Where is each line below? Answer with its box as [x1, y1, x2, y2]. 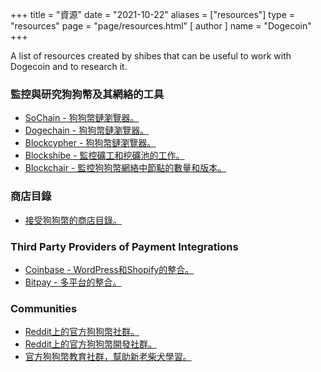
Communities [10, 301, 78, 315]
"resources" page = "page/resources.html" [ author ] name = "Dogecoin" [10, 20, 312, 32]
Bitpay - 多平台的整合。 [24, 276, 122, 288]
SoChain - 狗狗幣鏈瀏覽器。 [24, 112, 140, 124]
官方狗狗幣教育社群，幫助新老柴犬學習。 [24, 351, 192, 363]
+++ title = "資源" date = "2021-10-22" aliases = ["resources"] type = [10, 9, 295, 20]
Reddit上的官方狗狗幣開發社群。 [24, 338, 157, 350]
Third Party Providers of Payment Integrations [10, 239, 239, 253]
